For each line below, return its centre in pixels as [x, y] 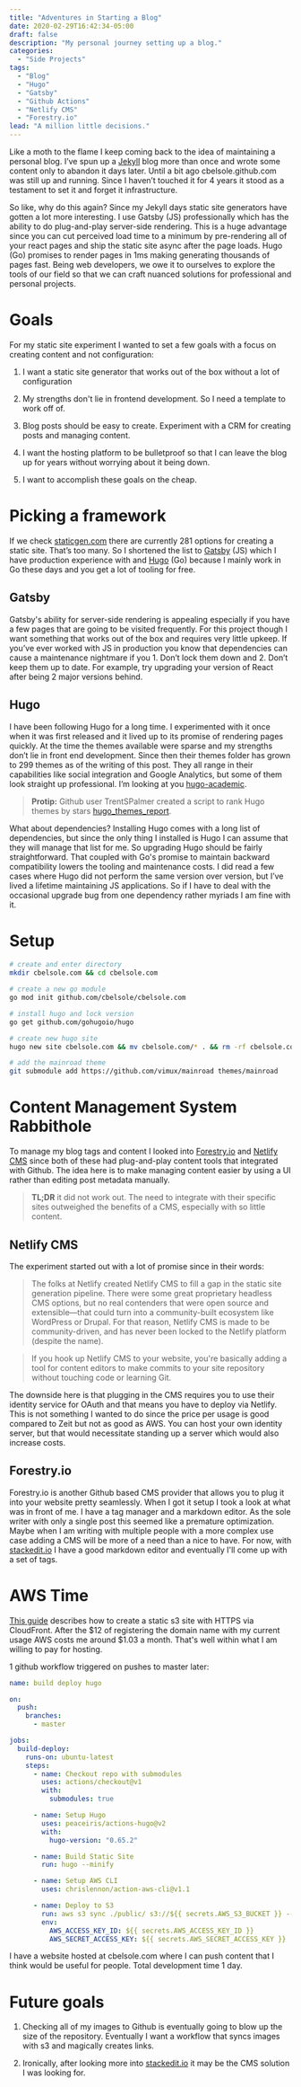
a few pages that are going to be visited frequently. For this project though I [149, 629]
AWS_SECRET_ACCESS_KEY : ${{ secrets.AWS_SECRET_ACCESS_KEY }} [168, 1939]
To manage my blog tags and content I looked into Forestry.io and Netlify [144, 1152]
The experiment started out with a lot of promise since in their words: [137, 1266]
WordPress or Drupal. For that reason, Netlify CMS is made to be [150, 1322]
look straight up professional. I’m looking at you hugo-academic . [128, 783]
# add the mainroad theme [57, 1063]
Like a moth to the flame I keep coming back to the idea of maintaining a [142, 152]
